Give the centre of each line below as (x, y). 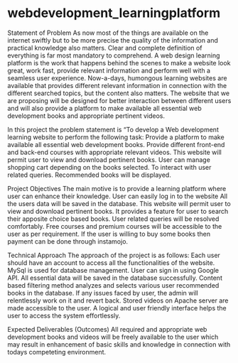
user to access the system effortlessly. (64, 315)
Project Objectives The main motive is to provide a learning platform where (117, 188)
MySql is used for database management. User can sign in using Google (113, 270)
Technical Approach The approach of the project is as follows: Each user (114, 255)
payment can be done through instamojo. (68, 241)
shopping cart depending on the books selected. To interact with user (109, 167)
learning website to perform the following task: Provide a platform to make (116, 137)
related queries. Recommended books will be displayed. (90, 175)
